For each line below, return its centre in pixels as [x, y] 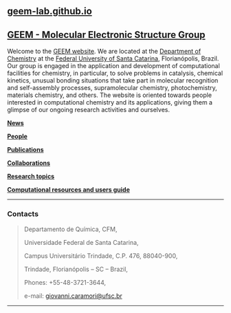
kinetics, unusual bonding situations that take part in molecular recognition [113, 80]
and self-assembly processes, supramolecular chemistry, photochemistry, [112, 88]
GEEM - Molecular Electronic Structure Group [106, 35]
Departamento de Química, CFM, [70, 229]
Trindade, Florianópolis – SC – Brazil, [76, 269]
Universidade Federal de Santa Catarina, [81, 242]
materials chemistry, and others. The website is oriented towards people [109, 95]
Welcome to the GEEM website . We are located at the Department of [104, 52]
